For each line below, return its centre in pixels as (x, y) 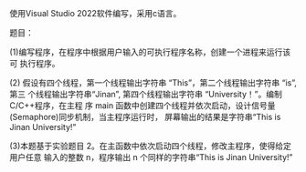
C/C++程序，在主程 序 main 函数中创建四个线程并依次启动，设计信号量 (142, 106)
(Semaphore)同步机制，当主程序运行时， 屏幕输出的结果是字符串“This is (145, 117)
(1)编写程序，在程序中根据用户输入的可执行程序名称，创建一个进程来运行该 (150, 52)
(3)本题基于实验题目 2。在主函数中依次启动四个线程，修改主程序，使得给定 (151, 146)
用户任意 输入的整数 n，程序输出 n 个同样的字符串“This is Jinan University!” (151, 157)
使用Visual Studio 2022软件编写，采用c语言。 (95, 13)
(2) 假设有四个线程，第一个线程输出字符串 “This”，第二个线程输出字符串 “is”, (153, 83)
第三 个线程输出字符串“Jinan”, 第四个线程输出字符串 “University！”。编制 (146, 94)
